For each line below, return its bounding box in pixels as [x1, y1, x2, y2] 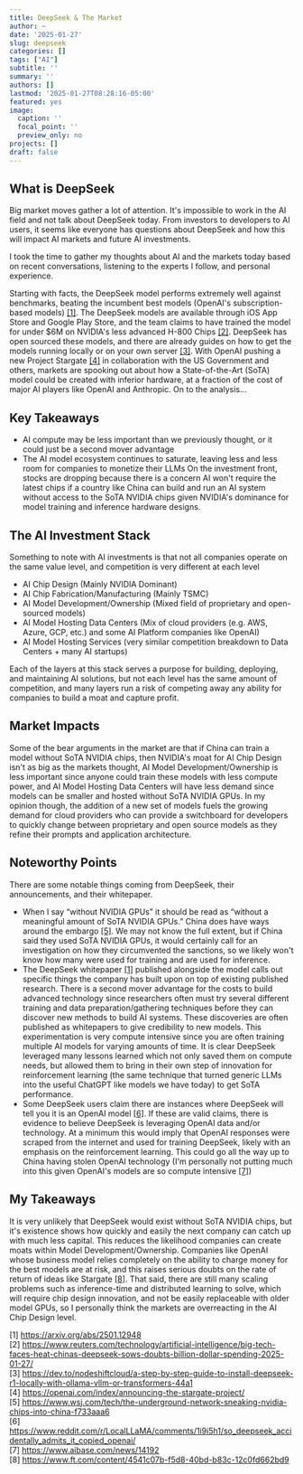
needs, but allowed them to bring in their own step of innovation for [22, 1059, 273, 1071]
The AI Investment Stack [9, 528, 151, 543]
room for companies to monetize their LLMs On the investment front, [22, 463, 278, 474]
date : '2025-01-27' [9, 30, 83, 39]
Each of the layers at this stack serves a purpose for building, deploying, [9, 663, 279, 674]
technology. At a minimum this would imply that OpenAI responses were [22, 1127, 290, 1138]
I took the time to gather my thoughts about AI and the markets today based [9, 251, 291, 262]
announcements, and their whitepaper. [9, 888, 153, 899]
